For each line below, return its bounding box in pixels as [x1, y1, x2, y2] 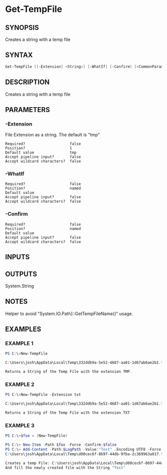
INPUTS [5, 253, 30, 261]
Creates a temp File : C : [5, 461, 57, 466]
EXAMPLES [5, 325, 41, 334]
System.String [5, 283, 34, 289]
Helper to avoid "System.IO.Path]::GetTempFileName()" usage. [5, 310, 133, 317]
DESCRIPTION [5, 78, 50, 87]
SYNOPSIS [5, 23, 39, 32]
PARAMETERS [5, 106, 50, 114]
